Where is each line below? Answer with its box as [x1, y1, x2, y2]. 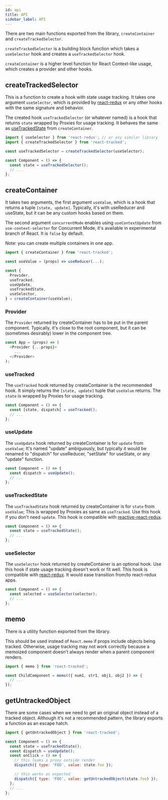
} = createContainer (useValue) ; [5, 296, 73, 301]
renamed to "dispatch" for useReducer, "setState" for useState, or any [5, 450, 150, 456]
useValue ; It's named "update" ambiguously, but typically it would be [5, 445, 147, 451]
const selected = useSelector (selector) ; [10, 591, 98, 597]
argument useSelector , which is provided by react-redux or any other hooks [5, 99, 162, 106]
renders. [5, 654, 23, 660]
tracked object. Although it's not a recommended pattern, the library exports [5, 715, 163, 721]
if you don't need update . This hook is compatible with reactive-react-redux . [5, 514, 162, 520]
